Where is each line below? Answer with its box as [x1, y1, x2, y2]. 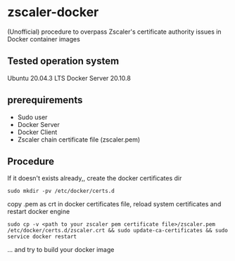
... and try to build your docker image [7, 246, 115, 254]
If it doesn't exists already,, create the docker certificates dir [7, 174, 182, 182]
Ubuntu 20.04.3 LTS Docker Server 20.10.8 [7, 74, 132, 82]
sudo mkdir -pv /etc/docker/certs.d [7, 187, 115, 195]
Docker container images [7, 34, 81, 43]
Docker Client [17, 128, 58, 136]
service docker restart [7, 233, 77, 241]
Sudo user [17, 113, 48, 121]
